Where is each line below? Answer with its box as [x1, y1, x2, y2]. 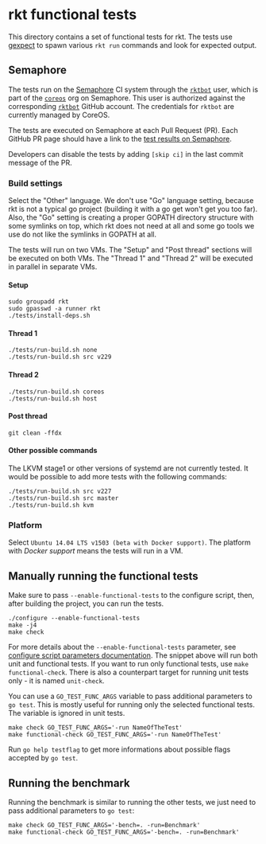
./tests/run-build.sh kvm [8, 502, 94, 510]
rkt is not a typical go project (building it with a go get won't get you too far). [8, 205, 258, 214]
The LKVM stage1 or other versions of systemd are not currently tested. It [8, 463, 249, 473]
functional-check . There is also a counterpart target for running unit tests [8, 667, 249, 678]
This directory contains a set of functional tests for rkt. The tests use [8, 32, 233, 41]
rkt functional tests [8, 6, 137, 24]
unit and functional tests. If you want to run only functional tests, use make [8, 659, 249, 669]
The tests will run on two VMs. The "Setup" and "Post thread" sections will [8, 245, 253, 255]
